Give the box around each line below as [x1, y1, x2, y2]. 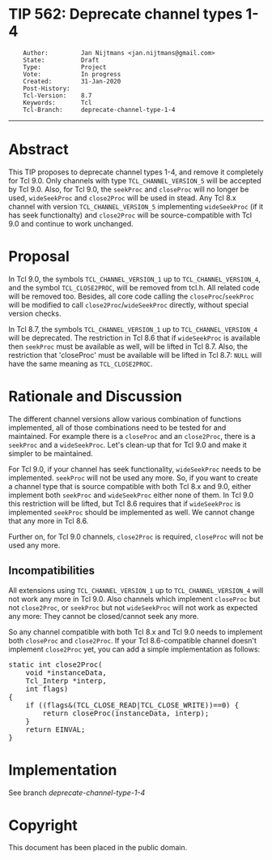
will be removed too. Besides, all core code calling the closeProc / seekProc [8, 291, 255, 301]
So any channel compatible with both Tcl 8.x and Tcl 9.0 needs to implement [8, 626, 263, 637]
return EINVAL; [25, 725, 86, 734]
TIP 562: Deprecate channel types [8, 5, 243, 24]
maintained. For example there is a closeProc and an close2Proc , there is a [8, 431, 256, 441]
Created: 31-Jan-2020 [23, 77, 121, 85]
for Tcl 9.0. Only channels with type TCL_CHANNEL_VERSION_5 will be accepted [8, 175, 261, 185]
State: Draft [23, 56, 100, 64]
